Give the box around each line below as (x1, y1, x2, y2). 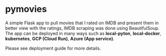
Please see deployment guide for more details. (5, 45, 101, 51)
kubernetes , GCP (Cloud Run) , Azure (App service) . (5, 36, 114, 42)
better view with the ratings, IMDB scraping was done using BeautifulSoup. (5, 25, 160, 31)
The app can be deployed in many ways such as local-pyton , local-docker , (5, 30, 161, 36)
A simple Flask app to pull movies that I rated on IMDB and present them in (5, 20, 159, 26)
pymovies (5, 3, 47, 15)
